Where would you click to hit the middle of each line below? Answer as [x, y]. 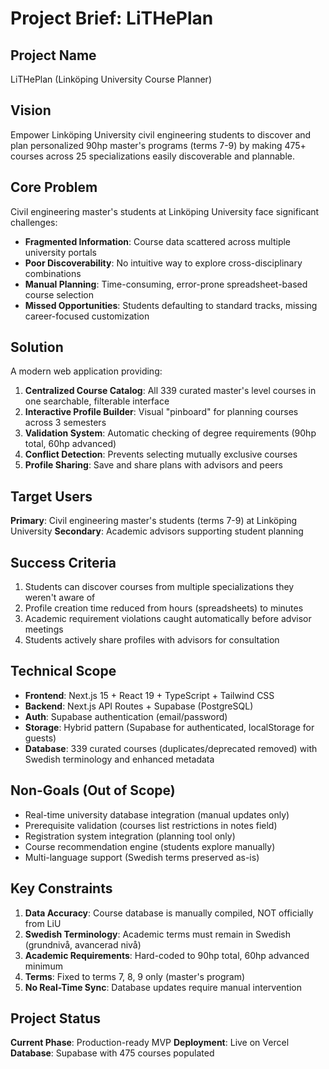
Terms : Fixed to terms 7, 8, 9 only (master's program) [135, 976]
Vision [31, 110]
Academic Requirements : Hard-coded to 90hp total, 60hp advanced [167, 955]
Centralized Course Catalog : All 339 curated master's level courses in [170, 391]
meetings [44, 629]
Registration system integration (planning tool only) [130, 836]
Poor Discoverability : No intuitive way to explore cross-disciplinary [163, 263]
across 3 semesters [65, 423]
